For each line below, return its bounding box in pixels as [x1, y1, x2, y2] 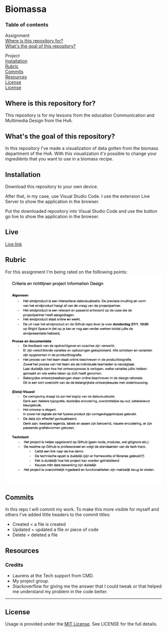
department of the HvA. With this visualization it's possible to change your [5, 151, 157, 157]
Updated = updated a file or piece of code [12, 527, 99, 533]
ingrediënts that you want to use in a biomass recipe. [5, 156, 113, 162]
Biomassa [5, 3, 47, 15]
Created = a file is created [12, 521, 66, 527]
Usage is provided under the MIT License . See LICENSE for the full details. [5, 621, 158, 627]
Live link [5, 241, 22, 247]
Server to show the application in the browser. [5, 198, 99, 204]
